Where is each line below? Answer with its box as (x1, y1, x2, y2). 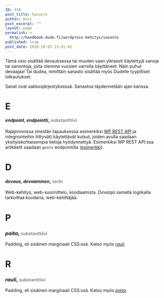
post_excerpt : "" (5, 21, 41, 26)
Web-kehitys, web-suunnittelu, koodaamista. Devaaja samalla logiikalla (5, 189, 151, 195)
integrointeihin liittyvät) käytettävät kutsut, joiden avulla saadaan (5, 134, 137, 140)
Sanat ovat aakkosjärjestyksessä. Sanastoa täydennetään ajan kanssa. (5, 83, 150, 89)
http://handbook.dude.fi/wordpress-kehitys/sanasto (9, 35, 119, 40)
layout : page (5, 26, 32, 31)
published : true (5, 40, 39, 45)
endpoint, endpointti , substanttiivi (5, 117, 77, 123)
